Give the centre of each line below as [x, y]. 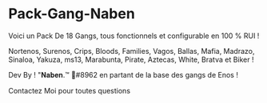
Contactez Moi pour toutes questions [69, 90]
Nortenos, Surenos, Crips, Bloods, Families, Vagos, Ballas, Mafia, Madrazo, [132, 51]
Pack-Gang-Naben [72, 14]
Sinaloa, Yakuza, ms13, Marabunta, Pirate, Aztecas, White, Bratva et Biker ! [131, 59]
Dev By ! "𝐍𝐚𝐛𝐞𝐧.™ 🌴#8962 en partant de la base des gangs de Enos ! [123, 74]
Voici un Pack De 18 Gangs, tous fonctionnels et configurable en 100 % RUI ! [134, 36]
